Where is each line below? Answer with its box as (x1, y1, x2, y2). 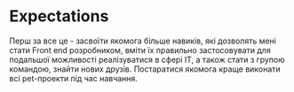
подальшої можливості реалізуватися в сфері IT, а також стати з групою (9, 54, 285, 65)
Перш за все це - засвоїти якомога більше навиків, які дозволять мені (9, 35, 277, 46)
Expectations (9, 6, 109, 27)
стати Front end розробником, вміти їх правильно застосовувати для (9, 44, 271, 55)
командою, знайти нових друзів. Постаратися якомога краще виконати (9, 64, 282, 74)
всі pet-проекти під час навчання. (9, 73, 138, 83)
